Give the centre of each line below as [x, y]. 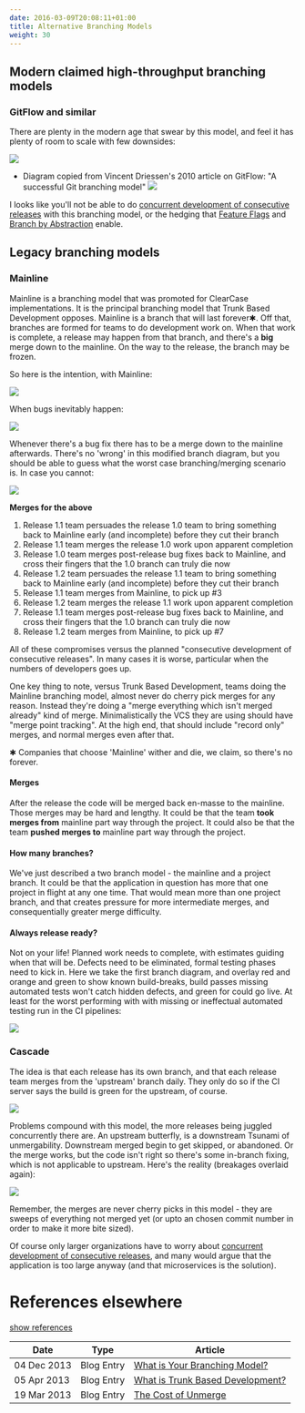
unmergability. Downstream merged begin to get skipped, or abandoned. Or [152, 1145]
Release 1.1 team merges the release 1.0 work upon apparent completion [158, 544]
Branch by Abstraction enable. [66, 224]
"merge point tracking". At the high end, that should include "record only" [147, 724]
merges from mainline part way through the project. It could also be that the [152, 822]
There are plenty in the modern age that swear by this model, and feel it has [152, 132]
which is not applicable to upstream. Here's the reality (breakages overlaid [149, 1164]
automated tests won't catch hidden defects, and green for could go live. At [151, 992]
